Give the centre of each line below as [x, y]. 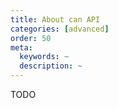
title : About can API [55, 19]
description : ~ [51, 66]
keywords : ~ [44, 57]
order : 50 [31, 38]
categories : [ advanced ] [60, 29]
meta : [21, 47]
